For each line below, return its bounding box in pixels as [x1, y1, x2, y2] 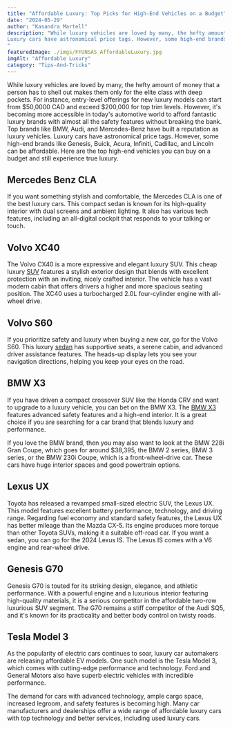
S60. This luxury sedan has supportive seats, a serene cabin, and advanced [7, 343, 223, 351]
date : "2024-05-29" [7, 17, 64, 24]
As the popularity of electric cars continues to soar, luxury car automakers [7, 649, 219, 658]
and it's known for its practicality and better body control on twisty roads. [7, 611, 216, 619]
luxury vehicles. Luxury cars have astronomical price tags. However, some [7, 132, 219, 140]
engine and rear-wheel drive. [7, 543, 90, 551]
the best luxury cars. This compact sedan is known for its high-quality [7, 200, 206, 208]
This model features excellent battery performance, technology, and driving [7, 506, 222, 515]
